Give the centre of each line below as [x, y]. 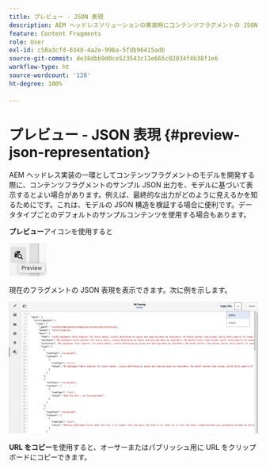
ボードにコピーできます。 [50, 457]
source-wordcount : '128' [50, 75]
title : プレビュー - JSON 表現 [56, 17]
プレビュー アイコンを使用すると [61, 232]
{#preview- [202, 135]
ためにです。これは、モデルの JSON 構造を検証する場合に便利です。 [127, 205]
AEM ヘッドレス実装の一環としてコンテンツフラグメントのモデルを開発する [132, 175]
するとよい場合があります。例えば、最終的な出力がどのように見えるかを [133, 195]
